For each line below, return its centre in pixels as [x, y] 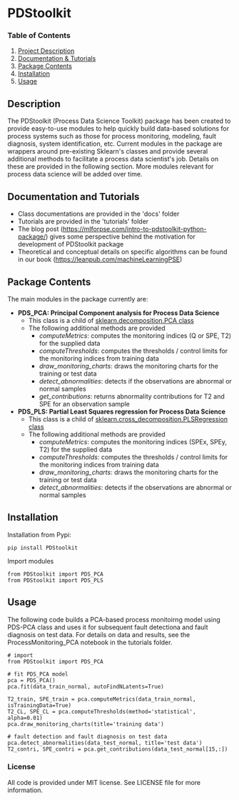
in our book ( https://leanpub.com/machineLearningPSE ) [100, 259]
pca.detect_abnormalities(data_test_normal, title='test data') [105, 743]
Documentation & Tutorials [57, 59]
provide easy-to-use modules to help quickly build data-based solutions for [118, 129]
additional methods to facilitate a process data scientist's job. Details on [113, 159]
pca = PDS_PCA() [31, 680]
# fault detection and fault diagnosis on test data [87, 736]
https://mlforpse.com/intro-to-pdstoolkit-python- [135, 229]
